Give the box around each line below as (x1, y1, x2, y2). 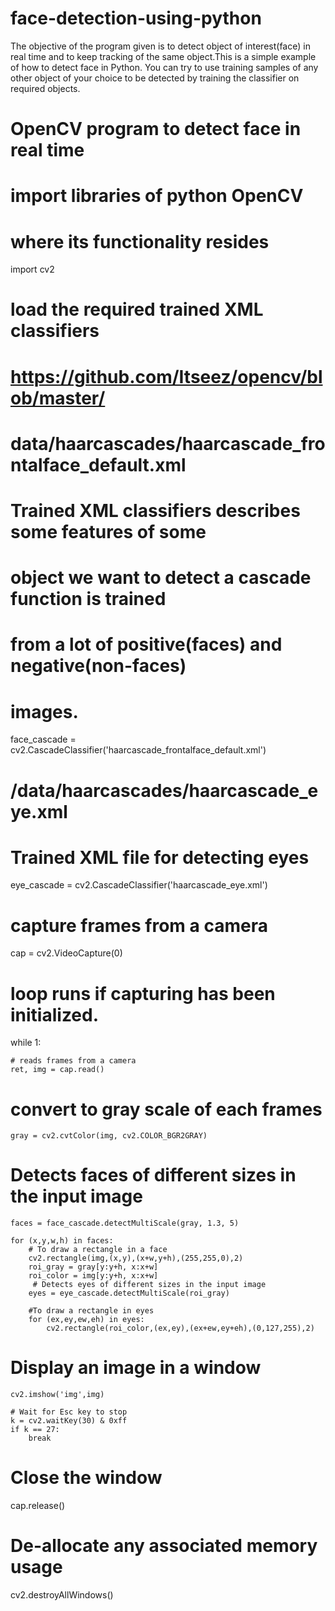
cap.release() (10, 1500, 66, 1512)
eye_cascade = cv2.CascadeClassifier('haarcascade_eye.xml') (10, 879, 268, 891)
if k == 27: (10, 1425, 60, 1435)
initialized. (10, 1003, 100, 1026)
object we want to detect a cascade (10, 567, 312, 589)
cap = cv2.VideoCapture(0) (10, 947, 123, 959)
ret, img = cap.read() (10, 1065, 105, 1075)
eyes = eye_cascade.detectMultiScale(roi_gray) (28, 1288, 230, 1299)
